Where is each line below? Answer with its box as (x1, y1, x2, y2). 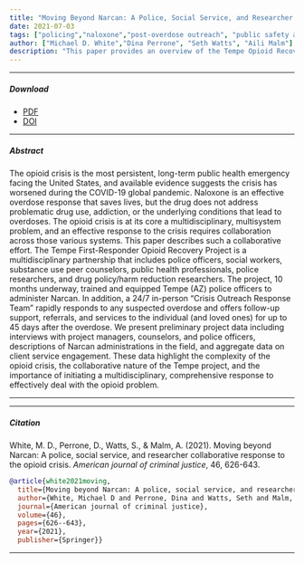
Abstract (9, 145, 43, 156)
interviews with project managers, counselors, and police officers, (9, 331, 256, 342)
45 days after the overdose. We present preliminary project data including (9, 322, 285, 333)
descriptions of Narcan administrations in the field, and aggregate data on (9, 341, 285, 352)
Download (9, 83, 50, 94)
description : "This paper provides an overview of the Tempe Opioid (9, 47, 273, 56)
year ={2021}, (17, 527, 67, 537)
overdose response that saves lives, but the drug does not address (9, 196, 259, 208)
